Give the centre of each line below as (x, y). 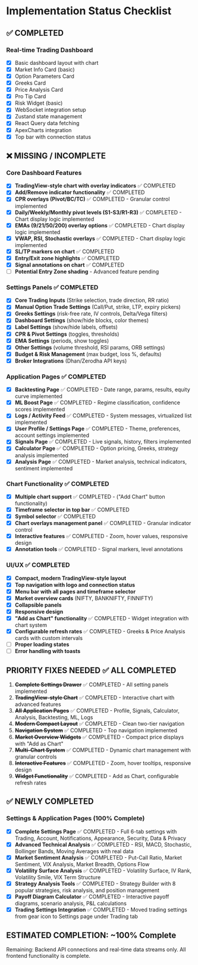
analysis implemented (41, 455)
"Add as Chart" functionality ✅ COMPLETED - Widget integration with (102, 618)
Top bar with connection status (53, 137)
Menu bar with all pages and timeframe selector (75, 591)
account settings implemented (52, 435)
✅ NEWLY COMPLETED (50, 802)
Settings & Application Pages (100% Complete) (76, 819)
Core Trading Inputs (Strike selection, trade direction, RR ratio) (92, 300)
